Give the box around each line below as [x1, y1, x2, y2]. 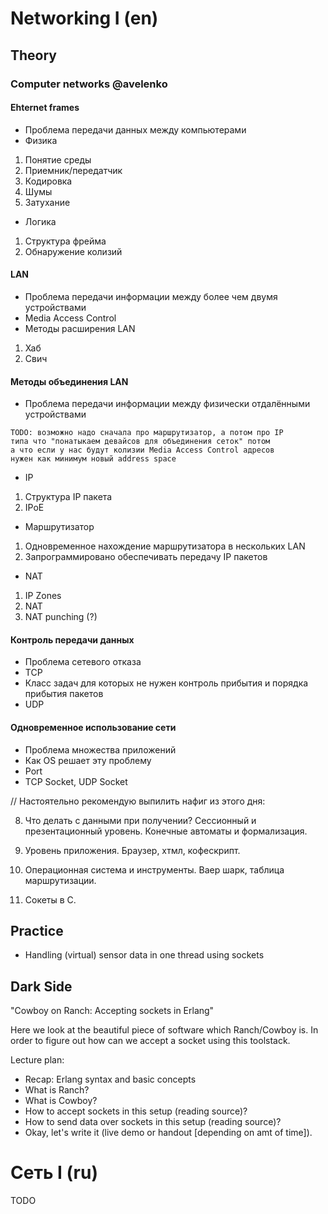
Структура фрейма [24, 235, 107, 247]
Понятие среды [24, 153, 92, 166]
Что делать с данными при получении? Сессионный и [24, 814, 257, 826]
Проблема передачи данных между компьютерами [24, 123, 247, 136]
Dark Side [10, 978, 73, 995]
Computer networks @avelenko [10, 77, 168, 91]
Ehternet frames [10, 102, 80, 114]
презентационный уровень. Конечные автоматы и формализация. [24, 825, 308, 837]
